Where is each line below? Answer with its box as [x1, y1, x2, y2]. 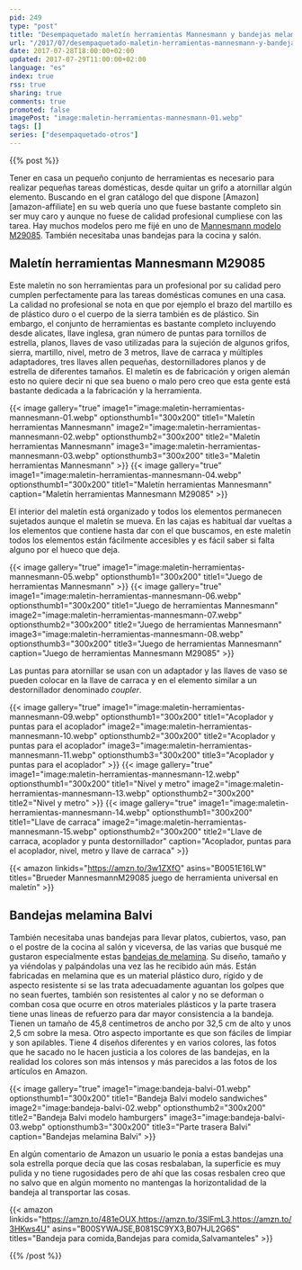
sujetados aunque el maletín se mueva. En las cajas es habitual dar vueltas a [9, 515, 292, 527]
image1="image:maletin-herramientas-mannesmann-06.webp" [9, 590, 242, 601]
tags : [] [9, 122, 42, 131]
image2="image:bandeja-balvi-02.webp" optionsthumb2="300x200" [9, 1102, 267, 1112]
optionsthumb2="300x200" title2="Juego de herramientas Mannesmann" [9, 618, 282, 630]
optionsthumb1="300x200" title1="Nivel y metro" [9, 778, 191, 788]
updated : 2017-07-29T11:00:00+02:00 [9, 55, 147, 64]
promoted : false [9, 105, 70, 114]
